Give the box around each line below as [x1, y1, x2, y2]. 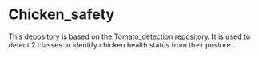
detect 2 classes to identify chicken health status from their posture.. [8, 40, 236, 49]
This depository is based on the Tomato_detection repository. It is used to [8, 32, 251, 41]
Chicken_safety [8, 6, 115, 24]
